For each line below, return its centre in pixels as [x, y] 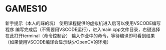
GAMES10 [26, 9]
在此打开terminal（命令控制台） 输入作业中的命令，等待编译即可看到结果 [80, 35]
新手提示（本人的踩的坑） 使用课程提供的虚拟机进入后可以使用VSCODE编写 [83, 23]
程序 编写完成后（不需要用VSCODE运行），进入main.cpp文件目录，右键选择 [83, 29]
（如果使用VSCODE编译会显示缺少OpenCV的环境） [58, 42]
